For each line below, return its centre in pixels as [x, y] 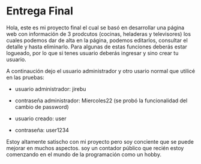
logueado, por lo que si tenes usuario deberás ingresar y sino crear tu [92, 53]
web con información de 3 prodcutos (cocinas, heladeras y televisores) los [98, 34]
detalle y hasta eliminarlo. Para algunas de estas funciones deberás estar [97, 47]
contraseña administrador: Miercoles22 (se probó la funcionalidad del [101, 101]
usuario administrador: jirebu [50, 89]
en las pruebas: [25, 77]
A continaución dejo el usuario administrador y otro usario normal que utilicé [101, 71]
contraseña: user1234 [42, 130]
